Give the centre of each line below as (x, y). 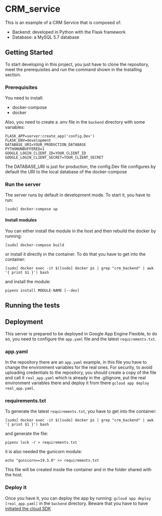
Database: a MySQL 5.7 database (46, 37)
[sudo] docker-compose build (35, 245)
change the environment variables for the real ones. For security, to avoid (79, 368)
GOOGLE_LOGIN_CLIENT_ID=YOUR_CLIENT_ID (46, 153)
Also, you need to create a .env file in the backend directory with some (75, 122)
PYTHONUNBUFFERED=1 (25, 149)
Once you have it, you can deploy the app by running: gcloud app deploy (78, 498)
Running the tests (32, 305)
